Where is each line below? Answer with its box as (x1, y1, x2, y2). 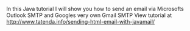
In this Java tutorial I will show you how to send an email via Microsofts (6, 5, 184, 12)
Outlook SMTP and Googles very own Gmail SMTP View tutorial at (6, 12, 172, 19)
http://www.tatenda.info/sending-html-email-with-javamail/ (6, 18, 155, 25)
